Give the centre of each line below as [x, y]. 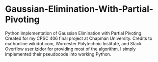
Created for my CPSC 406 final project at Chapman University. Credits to [79, 38]
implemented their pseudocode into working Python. [58, 54]
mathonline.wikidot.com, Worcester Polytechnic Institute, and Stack [73, 43]
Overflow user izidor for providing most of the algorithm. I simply [70, 49]
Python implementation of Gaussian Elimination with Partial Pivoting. [74, 33]
